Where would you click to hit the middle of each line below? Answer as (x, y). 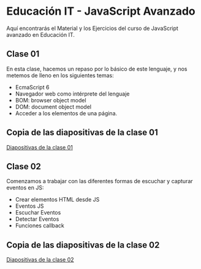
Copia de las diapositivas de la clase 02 (83, 245)
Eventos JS (29, 206)
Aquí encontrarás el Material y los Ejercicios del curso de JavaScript (93, 28)
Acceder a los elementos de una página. (66, 113)
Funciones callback (40, 225)
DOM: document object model (53, 107)
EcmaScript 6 (32, 87)
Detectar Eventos (37, 219)
